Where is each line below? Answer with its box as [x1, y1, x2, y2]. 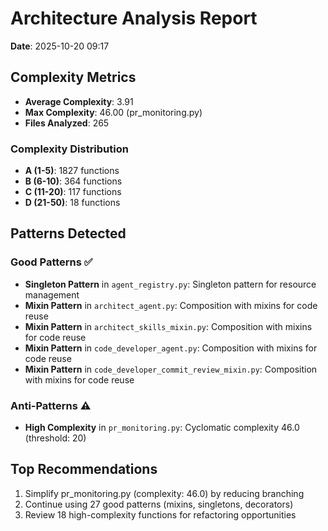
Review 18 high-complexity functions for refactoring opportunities [24, 508, 297, 521]
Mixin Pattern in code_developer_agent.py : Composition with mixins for [24, 342, 318, 354]
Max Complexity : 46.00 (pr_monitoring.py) [24, 106, 203, 118]
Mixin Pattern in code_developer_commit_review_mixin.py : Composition [24, 363, 318, 375]
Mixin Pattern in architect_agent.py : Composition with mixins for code [24, 299, 318, 311]
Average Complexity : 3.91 [24, 95, 134, 107]
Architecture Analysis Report [10, 7, 258, 30]
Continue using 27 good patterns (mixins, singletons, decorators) [24, 498, 294, 510]
